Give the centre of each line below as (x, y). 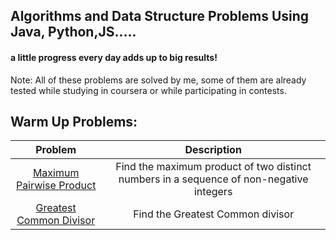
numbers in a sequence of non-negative (213, 179)
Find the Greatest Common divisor (214, 214)
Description (213, 150)
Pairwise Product (56, 186)
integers (213, 192)
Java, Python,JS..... (73, 32)
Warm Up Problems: (74, 121)
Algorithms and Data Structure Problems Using (160, 16)
